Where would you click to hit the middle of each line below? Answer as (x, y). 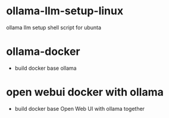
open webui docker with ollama (85, 92)
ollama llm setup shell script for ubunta (54, 27)
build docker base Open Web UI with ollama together (79, 108)
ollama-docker (43, 52)
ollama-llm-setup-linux (65, 11)
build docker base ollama (46, 68)
